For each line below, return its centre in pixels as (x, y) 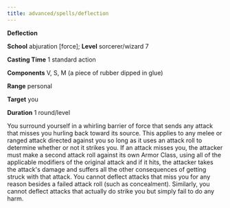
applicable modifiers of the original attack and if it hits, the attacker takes (111, 162)
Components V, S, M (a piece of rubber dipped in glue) (85, 73)
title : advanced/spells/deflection (58, 13)
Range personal (30, 86)
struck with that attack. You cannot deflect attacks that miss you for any (109, 177)
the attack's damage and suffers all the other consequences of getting (107, 169)
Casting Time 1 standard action (51, 60)
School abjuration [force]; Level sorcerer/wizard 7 (78, 46)
